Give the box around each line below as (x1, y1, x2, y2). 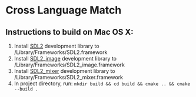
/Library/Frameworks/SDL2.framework (14, 49, 108, 56)
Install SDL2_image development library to (14, 55, 117, 62)
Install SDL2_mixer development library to (14, 68, 115, 74)
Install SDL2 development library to (14, 42, 99, 49)
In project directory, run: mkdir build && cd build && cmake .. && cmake (14, 80, 191, 87)
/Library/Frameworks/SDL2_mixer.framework (14, 74, 124, 81)
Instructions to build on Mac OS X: (5, 27, 134, 37)
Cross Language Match (5, 4, 122, 17)
